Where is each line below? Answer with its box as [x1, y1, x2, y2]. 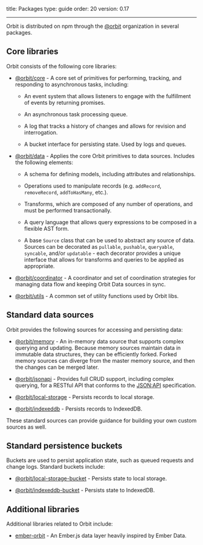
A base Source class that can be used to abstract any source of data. [24, 236, 195, 244]
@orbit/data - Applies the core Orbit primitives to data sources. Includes [14, 152, 195, 159]
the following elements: [14, 159, 74, 166]
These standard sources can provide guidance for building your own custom [6, 417, 197, 424]
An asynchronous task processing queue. [24, 110, 128, 117]
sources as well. [6, 423, 47, 431]
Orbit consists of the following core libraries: [6, 62, 117, 70]
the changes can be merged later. [14, 363, 100, 371]
